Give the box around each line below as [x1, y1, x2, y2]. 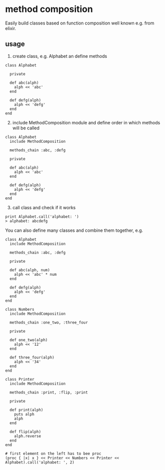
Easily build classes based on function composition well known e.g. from [5, 20, 155, 26]
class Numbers [5, 307, 35, 312]
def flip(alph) [9, 429, 41, 434]
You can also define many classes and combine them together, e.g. [5, 227, 144, 233]
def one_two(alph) [9, 337, 48, 343]
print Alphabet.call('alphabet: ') [5, 214, 79, 219]
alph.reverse [14, 434, 41, 439]
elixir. [5, 25, 16, 31]
